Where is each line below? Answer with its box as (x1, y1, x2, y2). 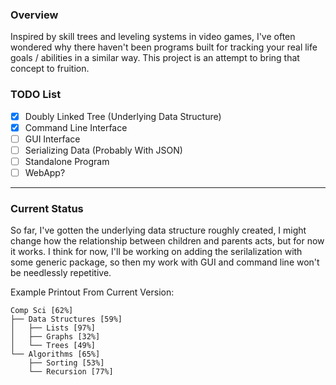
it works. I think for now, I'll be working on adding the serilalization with (10, 246, 303, 258)
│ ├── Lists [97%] (10, 323, 97, 333)
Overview (10, 8, 59, 22)
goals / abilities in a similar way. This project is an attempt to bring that (10, 52, 300, 64)
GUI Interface (24, 133, 81, 145)
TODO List (10, 88, 62, 102)
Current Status (10, 201, 84, 215)
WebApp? (24, 166, 66, 178)
